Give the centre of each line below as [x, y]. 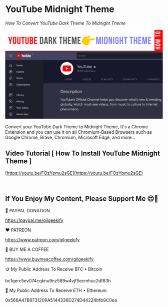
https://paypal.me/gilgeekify [34, 220]
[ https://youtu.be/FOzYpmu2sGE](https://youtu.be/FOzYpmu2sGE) [74, 173]
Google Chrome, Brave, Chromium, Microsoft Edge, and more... [70, 137]
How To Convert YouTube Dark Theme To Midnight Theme [65, 23]
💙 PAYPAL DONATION [27, 211]
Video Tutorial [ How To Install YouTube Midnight [82, 153]
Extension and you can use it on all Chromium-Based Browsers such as [79, 132]
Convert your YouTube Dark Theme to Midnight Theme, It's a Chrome [77, 127]
